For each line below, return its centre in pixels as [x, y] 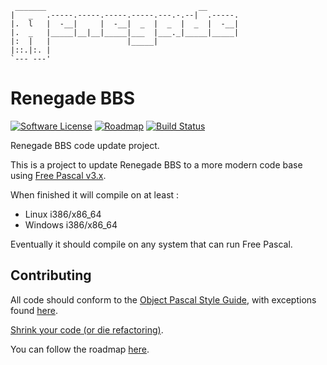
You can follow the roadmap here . [80, 349]
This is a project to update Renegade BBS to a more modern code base [156, 164]
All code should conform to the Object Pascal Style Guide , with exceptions [163, 299]
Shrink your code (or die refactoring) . [87, 329]
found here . [34, 310]
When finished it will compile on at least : [95, 194]
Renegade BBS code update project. [85, 145]
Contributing [51, 275]
